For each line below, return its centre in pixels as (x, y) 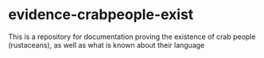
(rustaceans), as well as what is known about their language (107, 44)
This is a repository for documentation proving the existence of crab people (132, 37)
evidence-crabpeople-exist (101, 15)
